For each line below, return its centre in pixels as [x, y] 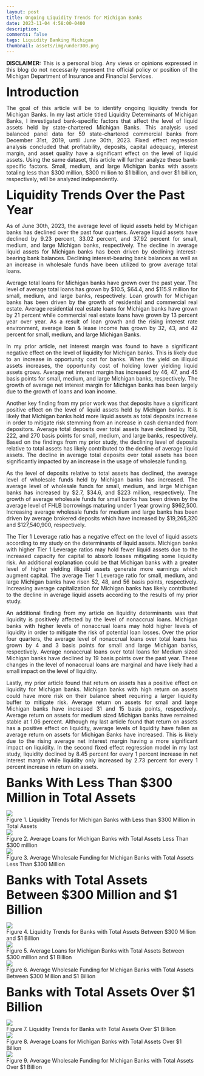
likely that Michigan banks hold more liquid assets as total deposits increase [102, 416]
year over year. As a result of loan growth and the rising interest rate [102, 321]
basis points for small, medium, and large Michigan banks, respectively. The [102, 378]
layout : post [23, 12]
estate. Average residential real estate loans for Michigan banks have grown [102, 308]
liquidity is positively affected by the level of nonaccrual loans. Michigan [102, 619]
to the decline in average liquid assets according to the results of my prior [102, 595]
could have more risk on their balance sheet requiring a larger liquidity [102, 695]
